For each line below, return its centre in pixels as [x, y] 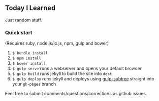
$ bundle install [30, 53]
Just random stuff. [24, 20]
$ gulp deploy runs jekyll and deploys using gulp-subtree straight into [83, 79]
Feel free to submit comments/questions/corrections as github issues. [76, 94]
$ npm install [27, 58]
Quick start [19, 32]
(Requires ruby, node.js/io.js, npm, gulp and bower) [57, 43]
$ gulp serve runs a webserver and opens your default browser [77, 69]
